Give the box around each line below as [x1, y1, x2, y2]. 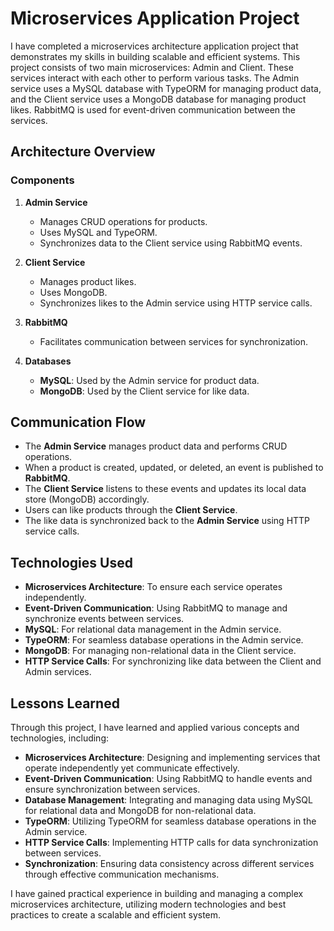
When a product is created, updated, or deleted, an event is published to [24, 462, 324, 474]
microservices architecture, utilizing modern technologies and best [10, 898, 287, 911]
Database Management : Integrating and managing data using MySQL [24, 794, 313, 806]
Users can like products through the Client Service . [24, 504, 238, 516]
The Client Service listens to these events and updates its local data [24, 483, 307, 495]
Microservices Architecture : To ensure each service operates [24, 581, 283, 593]
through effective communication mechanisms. [24, 868, 220, 881]
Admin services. [24, 666, 92, 678]
